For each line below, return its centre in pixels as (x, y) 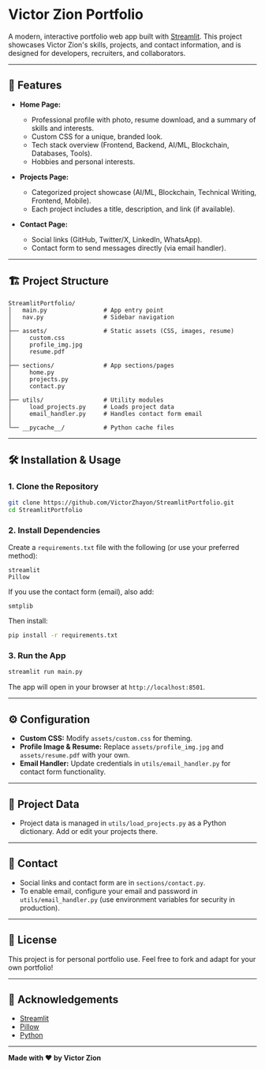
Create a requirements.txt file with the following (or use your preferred (124, 548)
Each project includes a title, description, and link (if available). (133, 209)
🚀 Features (35, 86)
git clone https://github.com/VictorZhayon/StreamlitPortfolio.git (121, 503)
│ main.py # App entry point (86, 310)
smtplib (21, 606)
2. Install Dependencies (54, 530)
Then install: (28, 621)
